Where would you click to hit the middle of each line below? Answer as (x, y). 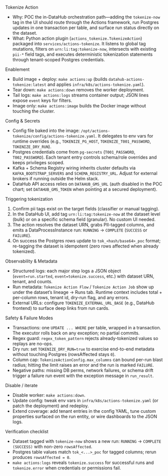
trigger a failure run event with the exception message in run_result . (83, 376)
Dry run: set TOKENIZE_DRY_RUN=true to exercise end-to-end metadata (83, 349)
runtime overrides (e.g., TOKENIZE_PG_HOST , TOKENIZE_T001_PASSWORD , (81, 141)
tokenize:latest (29, 85)
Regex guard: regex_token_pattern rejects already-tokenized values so (85, 338)
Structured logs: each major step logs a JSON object (66, 271)
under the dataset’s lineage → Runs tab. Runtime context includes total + (87, 292)
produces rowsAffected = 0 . (41, 457)
